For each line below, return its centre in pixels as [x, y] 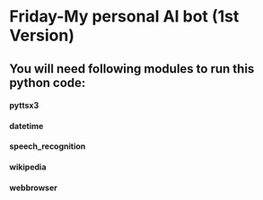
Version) [42, 35]
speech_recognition [48, 146]
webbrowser [34, 187]
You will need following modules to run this [132, 69]
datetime [26, 126]
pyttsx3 [24, 106]
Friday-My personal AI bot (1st [124, 17]
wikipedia [28, 167]
